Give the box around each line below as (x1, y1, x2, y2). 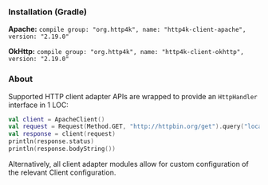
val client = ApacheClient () (8, 115, 105, 123)
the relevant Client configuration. (8, 168, 116, 177)
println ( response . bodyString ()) (8, 145, 116, 153)
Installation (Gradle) (8, 6, 88, 17)
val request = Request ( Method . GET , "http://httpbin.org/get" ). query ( (8, 122, 245, 131)
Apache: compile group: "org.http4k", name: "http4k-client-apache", (8, 25, 246, 34)
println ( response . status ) (8, 137, 94, 145)
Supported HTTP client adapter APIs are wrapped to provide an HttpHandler (8, 91, 258, 101)
